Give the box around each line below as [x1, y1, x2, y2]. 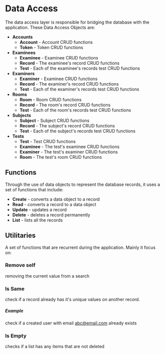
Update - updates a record [12, 206, 67, 212]
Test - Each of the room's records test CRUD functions [19, 107, 132, 113]
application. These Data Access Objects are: [5, 24, 95, 30]
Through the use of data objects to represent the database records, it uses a [5, 181, 160, 187]
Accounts [12, 34, 33, 40]
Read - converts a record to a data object [12, 201, 97, 207]
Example [5, 308, 24, 314]
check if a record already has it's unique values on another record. [5, 296, 140, 302]
